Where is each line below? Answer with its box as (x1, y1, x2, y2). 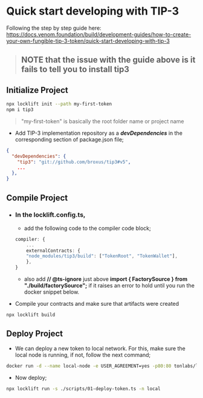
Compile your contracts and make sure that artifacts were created (14, 300, 179, 308)
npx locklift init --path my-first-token (6, 101, 112, 107)
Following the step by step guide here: (6, 24, 101, 32)
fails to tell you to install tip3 (21, 64, 130, 75)
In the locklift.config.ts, (14, 211, 86, 219)
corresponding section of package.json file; (14, 135, 124, 143)
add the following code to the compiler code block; (24, 224, 151, 232)
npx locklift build (6, 312, 56, 318)
